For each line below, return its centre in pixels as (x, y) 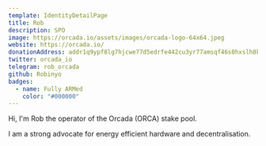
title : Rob (26, 23)
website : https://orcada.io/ (56, 45)
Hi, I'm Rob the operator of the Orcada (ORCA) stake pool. (103, 118)
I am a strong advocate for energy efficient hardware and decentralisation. (129, 134)
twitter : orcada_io (40, 60)
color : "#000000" (51, 96)
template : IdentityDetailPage (58, 15)
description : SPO (37, 30)
